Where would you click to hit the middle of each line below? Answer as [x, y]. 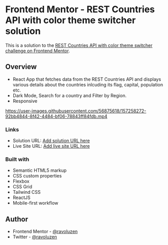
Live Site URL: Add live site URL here [51, 146]
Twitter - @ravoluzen [35, 237]
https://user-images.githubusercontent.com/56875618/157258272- [76, 110]
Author [17, 219]
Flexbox [21, 181]
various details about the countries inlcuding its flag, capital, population [88, 84]
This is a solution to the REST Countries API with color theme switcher [79, 45]
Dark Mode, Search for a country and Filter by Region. [69, 95]
